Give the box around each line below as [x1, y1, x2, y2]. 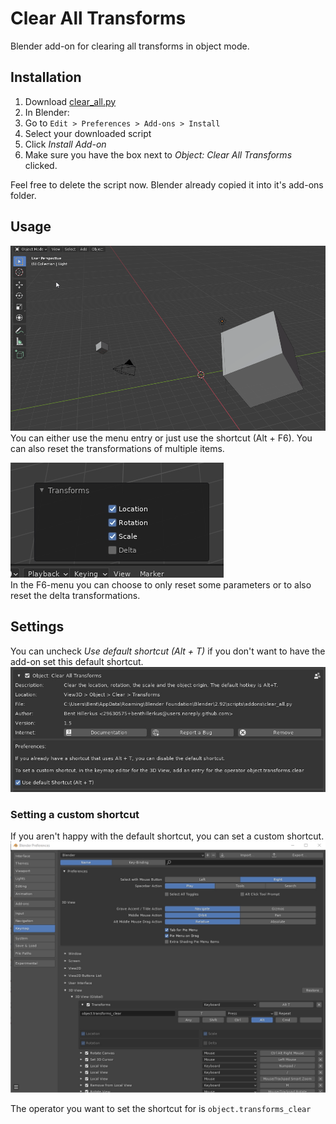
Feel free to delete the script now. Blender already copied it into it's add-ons [10, 178, 324, 191]
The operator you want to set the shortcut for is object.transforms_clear [10, 1102, 312, 1114]
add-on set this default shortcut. [10, 655, 144, 667]
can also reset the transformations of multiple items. [10, 443, 225, 455]
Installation [10, 69, 82, 86]
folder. [10, 189, 37, 201]
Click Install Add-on [24, 138, 107, 150]
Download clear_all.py [24, 95, 117, 107]
